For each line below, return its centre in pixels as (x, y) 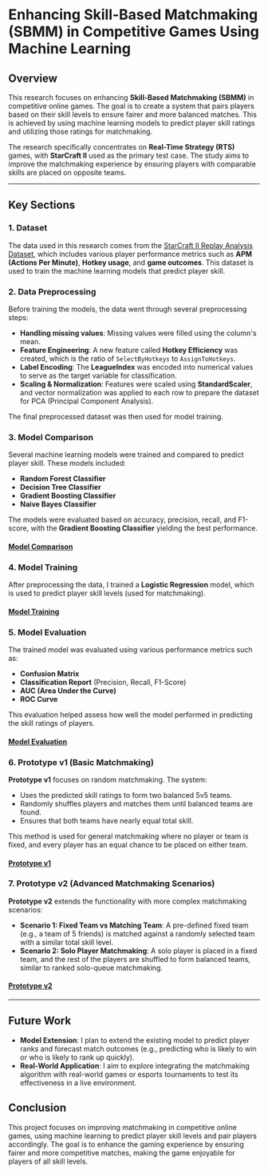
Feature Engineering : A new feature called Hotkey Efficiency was (128, 350)
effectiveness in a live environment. (78, 1083)
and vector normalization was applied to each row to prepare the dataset (139, 392)
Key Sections (42, 205)
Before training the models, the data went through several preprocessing (128, 309)
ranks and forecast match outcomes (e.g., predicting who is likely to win (138, 1048)
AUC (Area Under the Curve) (68, 691)
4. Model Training (43, 567)
